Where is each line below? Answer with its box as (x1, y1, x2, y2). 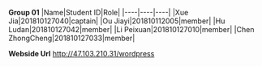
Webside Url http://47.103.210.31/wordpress (8, 49, 155, 58)
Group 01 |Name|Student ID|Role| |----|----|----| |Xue (8, 8, 189, 17)
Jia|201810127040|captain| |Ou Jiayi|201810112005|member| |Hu (8, 16, 225, 26)
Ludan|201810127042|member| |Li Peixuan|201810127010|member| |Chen (8, 25, 255, 34)
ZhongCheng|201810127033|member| (8, 33, 135, 43)
